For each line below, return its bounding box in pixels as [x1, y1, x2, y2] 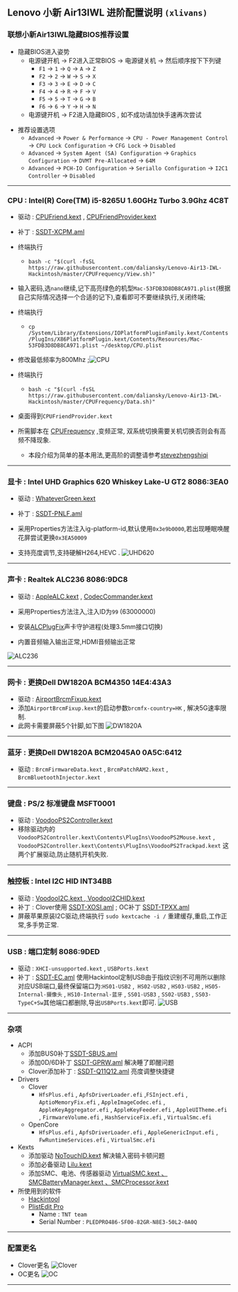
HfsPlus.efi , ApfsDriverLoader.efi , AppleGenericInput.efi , [38, 1128, 218, 1137]
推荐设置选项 [17, 125, 55, 133]
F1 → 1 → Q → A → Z [38, 64, 96, 72]
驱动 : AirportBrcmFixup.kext [17, 694, 101, 703]
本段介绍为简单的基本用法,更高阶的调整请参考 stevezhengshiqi [28, 450, 208, 459]
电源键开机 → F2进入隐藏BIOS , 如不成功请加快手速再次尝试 [28, 110, 202, 119]
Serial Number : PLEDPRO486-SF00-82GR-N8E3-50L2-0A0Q [38, 1217, 198, 1226]
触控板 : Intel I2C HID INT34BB [7, 876, 112, 886]
